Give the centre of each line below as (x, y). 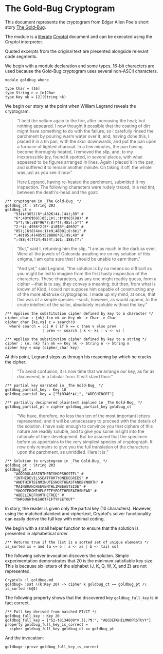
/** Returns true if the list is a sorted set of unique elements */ (77, 542)
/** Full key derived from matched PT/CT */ (51, 612)
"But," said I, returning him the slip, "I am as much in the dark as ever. (86, 249)
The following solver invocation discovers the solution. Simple (67, 556)
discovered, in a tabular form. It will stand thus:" (65, 376)
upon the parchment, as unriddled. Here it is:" (63, 452)
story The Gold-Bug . (26, 27)
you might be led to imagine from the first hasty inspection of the (82, 273)
